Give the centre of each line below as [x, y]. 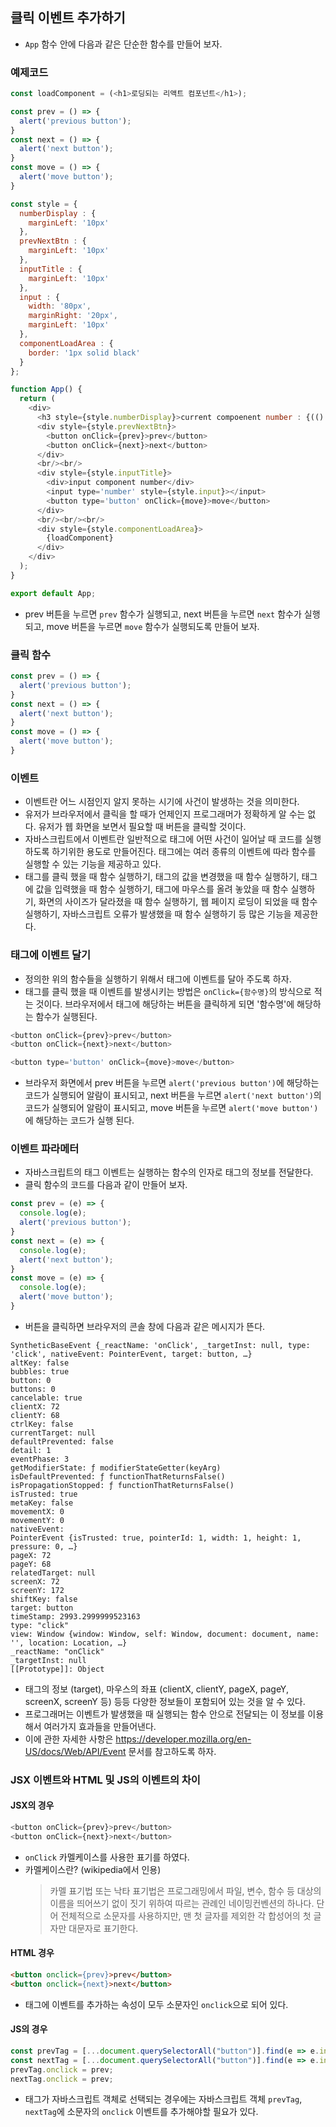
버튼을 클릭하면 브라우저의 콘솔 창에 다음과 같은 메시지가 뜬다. [145, 1326]
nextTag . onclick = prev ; [62, 2079]
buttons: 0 [33, 1389]
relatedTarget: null [53, 1573]
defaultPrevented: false [62, 1441]
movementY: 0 [37, 1520]
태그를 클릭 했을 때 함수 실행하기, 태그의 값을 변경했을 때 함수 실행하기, [162, 877]
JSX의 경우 [32, 1805]
